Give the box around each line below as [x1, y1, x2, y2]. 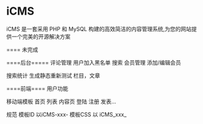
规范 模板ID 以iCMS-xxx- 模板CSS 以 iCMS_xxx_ [6, 111, 127, 118]
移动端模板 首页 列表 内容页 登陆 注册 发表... [6, 98, 116, 105]
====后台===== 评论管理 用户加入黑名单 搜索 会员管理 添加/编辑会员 [6, 59, 182, 66]
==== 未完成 [6, 46, 38, 53]
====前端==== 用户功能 [6, 84, 69, 92]
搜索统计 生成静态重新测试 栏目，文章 [6, 71, 101, 79]
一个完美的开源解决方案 [11, 32, 71, 40]
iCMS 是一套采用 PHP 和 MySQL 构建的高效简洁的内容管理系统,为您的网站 [6, 25, 192, 32]
